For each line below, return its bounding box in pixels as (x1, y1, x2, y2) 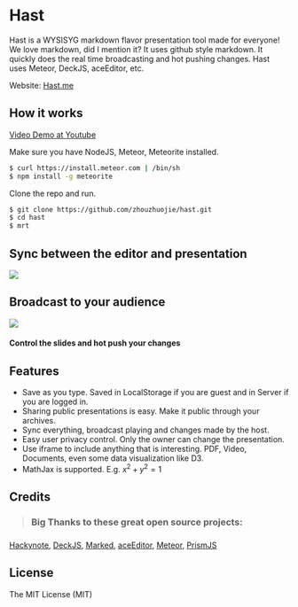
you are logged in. (21, 396, 89, 408)
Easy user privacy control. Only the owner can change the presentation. (21, 434, 286, 445)
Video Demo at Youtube (9, 129, 97, 140)
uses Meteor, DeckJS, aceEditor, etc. (9, 63, 145, 74)
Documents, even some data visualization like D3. (21, 453, 204, 463)
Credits (9, 489, 51, 505)
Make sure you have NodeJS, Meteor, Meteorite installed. (9, 146, 219, 157)
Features (9, 363, 59, 378)
